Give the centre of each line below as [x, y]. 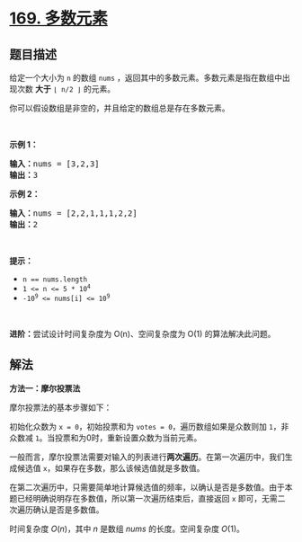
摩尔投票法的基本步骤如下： [61, 407]
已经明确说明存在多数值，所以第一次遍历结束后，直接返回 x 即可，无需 [147, 498]
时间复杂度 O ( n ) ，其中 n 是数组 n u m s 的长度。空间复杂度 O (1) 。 [127, 529]
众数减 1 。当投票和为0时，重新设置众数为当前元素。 [106, 438]
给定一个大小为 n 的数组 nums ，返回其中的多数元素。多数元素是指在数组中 [146, 78]
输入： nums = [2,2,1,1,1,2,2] [73, 213]
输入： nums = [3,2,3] [55, 164]
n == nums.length [55, 280]
